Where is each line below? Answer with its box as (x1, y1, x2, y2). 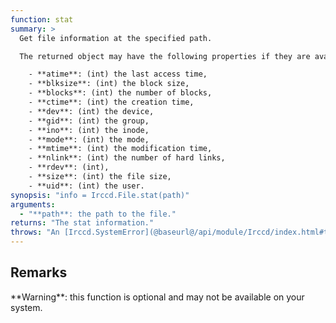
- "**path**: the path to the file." (19, 209, 177, 219)
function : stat (10, 14, 74, 25)
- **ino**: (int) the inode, (28, 125, 150, 135)
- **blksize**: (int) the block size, (28, 79, 190, 89)
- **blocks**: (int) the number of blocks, (28, 88, 213, 98)
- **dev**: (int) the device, (28, 106, 155, 116)
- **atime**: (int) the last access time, (28, 69, 208, 80)
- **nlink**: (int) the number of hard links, (28, 153, 226, 163)
